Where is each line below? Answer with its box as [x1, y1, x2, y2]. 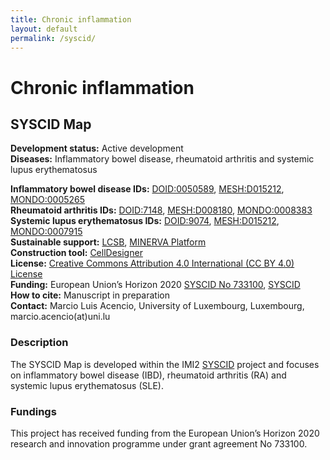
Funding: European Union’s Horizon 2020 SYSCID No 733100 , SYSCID [10, 279, 301, 291]
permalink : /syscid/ [10, 33, 97, 43]
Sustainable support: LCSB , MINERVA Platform [10, 236, 207, 248]
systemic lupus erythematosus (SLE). [10, 379, 164, 391]
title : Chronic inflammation [10, 14, 132, 25]
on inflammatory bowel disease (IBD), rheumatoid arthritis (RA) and [10, 369, 287, 381]
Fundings [10, 404, 57, 418]
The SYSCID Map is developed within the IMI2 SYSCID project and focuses [10, 358, 320, 370]
